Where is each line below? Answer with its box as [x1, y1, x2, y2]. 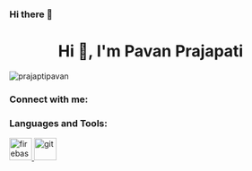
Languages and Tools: [9, 116, 108, 129]
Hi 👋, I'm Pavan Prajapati [57, 41, 244, 62]
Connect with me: [9, 93, 89, 106]
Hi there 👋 [9, 8, 54, 21]
